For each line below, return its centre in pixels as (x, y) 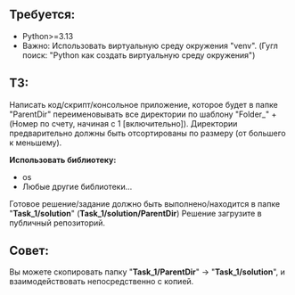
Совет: (29, 251)
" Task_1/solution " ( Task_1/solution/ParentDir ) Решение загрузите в (136, 213)
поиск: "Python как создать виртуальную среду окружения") (139, 55)
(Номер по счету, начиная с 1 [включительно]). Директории (123, 123)
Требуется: (42, 15)
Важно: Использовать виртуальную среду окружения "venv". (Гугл (150, 45)
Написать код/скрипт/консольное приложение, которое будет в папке (143, 104)
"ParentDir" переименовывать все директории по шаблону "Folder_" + (143, 114)
